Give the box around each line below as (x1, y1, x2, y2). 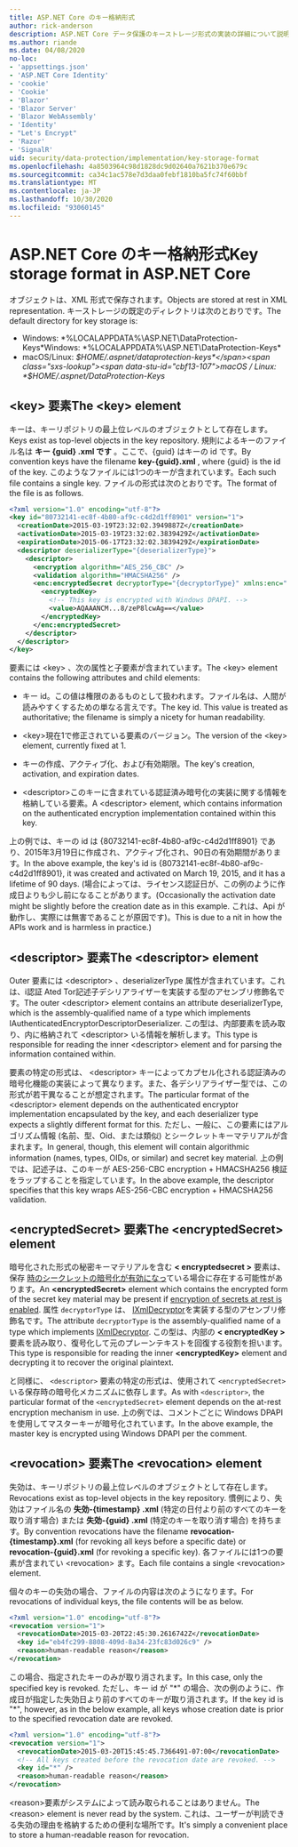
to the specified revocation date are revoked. (9, 1713, 174, 1723)
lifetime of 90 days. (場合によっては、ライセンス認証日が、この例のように (9, 879, 278, 889)
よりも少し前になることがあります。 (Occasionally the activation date (24, 890, 277, 901)
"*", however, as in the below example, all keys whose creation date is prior (9, 1704, 284, 1714)
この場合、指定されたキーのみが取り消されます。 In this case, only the (9, 1671, 263, 1682)
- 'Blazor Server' (9, 104, 77, 113)
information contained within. (9, 1048, 116, 1059)
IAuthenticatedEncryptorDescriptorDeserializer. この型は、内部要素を (9, 1018, 263, 1029)
